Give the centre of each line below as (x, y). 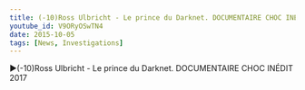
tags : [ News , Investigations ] (67, 43)
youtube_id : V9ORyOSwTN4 (56, 26)
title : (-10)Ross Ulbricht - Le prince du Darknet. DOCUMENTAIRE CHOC (146, 18)
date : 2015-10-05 (42, 34)
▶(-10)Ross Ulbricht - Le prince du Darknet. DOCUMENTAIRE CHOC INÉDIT (151, 68)
